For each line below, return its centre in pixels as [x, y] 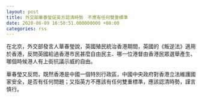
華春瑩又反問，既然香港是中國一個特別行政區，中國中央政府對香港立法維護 [98, 74]
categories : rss [26, 29]
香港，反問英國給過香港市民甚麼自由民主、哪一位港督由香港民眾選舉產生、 [103, 54]
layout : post [23, 12]
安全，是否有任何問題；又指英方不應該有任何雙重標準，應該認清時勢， [98, 82]
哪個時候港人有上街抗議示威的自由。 [51, 61]
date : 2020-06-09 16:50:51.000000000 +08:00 [63, 23]
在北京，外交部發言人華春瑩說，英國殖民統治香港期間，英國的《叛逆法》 [96, 46]
